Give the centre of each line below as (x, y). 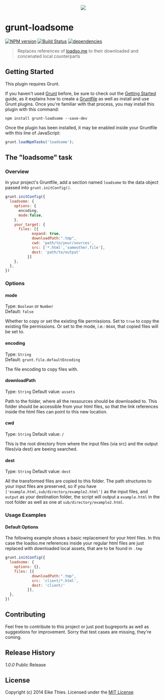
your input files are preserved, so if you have (51, 486)
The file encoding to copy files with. (42, 369)
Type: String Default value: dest (38, 471)
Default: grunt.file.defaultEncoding (43, 359)
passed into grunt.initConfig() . (38, 188)
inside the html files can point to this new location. (56, 411)
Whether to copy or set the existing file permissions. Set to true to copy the (82, 321)
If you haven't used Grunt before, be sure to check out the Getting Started (81, 93)
